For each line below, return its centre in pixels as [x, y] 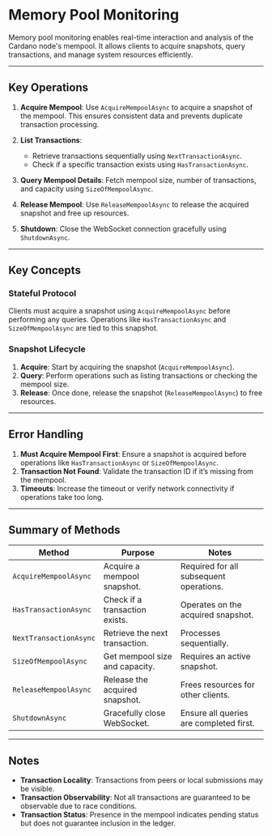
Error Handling [46, 435]
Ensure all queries [214, 713]
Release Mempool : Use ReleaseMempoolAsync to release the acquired [134, 204]
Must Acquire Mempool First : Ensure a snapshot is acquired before [133, 454]
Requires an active [215, 656]
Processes [200, 633]
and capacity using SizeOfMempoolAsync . [87, 189]
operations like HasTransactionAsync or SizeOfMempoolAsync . [119, 463]
